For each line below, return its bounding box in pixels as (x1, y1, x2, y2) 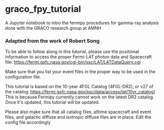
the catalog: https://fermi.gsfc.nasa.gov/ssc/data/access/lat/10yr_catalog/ (5, 89, 155, 95)
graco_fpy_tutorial (5, 3, 81, 15)
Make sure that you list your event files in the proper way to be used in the (5, 69, 156, 75)
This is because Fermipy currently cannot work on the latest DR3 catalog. (5, 94, 154, 100)
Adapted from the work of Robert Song (5, 37, 100, 44)
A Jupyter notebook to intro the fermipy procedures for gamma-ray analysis (5, 20, 159, 26)
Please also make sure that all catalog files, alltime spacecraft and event (5, 109, 152, 115)
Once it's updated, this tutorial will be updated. (5, 99, 100, 105)
